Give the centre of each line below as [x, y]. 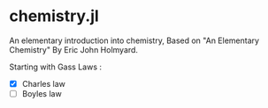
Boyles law [42, 94]
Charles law [44, 83]
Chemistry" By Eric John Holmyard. [74, 49]
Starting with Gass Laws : [56, 67]
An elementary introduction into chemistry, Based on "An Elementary [134, 40]
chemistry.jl [54, 16]
